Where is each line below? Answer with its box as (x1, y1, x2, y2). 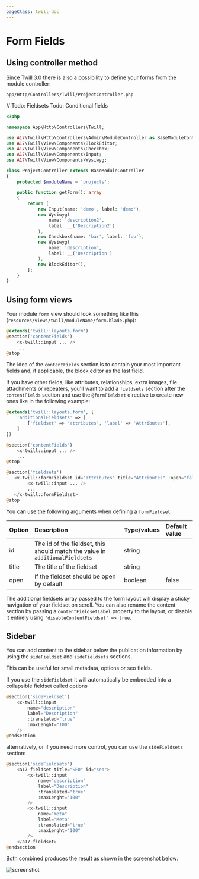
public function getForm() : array (17, 190, 102, 196)
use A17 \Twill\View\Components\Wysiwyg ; (6, 157, 108, 163)
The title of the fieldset (34, 563, 98, 571)
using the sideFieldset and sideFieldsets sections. (6, 653, 132, 660)
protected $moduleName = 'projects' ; (17, 179, 110, 185)
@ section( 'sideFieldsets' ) (6, 761, 73, 767)
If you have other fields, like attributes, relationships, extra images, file (6, 379, 178, 386)
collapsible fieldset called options (6, 682, 88, 690)
